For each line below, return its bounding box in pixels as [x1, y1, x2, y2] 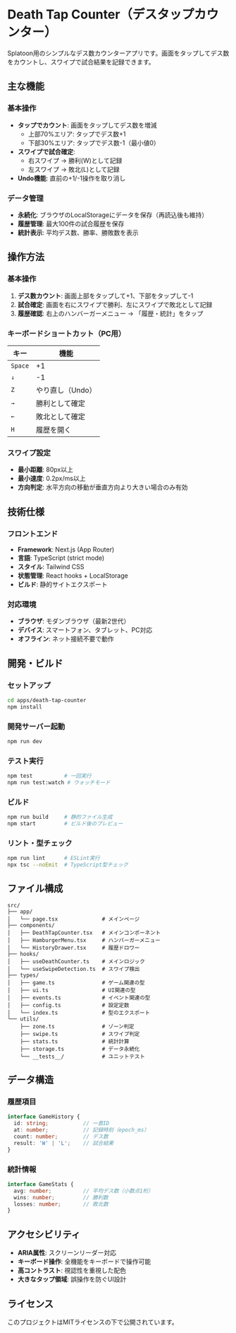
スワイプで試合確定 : [17, 147, 75, 156]
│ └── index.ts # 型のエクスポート [7, 1009, 150, 1016]
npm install [7, 703, 42, 711]
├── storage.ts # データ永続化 [20, 1045, 140, 1052]
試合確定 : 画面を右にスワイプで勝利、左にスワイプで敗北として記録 [17, 300, 213, 308]
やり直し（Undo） [35, 385, 97, 395]
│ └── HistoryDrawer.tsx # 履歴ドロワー [7, 944, 140, 951]
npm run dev [7, 738, 42, 745]
